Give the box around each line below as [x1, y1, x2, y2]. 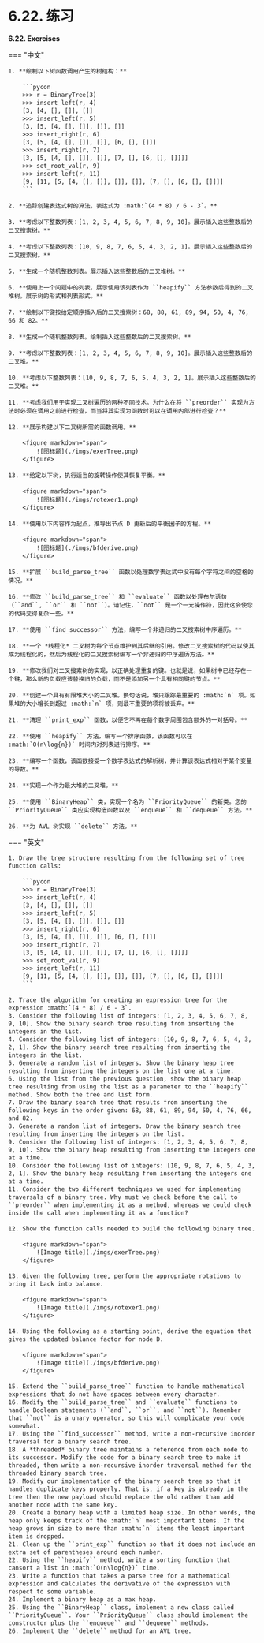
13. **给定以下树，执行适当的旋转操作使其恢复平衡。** [8, 471, 165, 480]
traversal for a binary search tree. [8, 1437, 132, 1446]
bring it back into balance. [8, 1279, 104, 1288]
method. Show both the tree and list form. [8, 1090, 154, 1099]
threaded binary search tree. [8, 1469, 108, 1477]
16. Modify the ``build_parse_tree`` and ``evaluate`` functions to [8, 1398, 238, 1406]
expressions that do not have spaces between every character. [8, 1390, 221, 1398]
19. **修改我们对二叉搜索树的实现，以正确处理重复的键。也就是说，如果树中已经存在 [8, 667, 247, 674]
